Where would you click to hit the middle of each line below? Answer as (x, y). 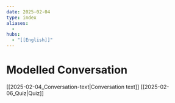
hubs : (13, 35)
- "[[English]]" (32, 40)
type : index (21, 18)
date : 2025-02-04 (28, 12)
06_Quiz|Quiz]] (25, 93)
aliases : (17, 23)
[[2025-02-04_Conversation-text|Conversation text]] (73, 87)
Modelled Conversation (67, 70)
